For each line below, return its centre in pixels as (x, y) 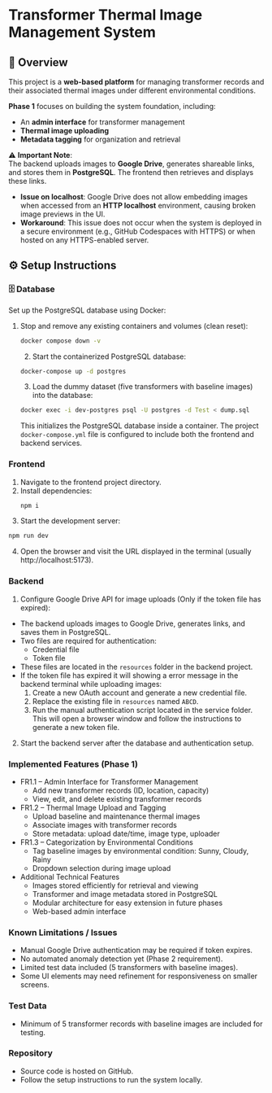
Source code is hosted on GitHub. (77, 1071)
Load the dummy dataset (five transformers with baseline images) (142, 387)
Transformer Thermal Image (106, 15)
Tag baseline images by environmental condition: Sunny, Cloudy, (140, 850)
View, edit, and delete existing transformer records (117, 798)
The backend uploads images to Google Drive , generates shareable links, (132, 164)
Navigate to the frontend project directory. (91, 482)
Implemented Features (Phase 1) (73, 764)
